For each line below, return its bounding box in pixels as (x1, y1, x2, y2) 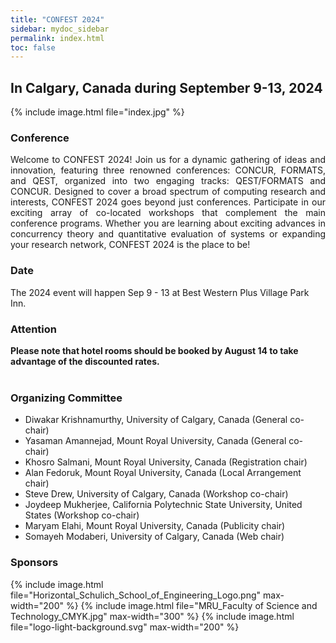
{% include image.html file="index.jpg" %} (10, 106, 185, 118)
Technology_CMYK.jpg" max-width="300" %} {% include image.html (10, 610, 295, 622)
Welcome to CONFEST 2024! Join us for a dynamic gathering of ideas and (10, 154, 326, 166)
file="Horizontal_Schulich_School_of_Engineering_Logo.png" (10, 589, 262, 601)
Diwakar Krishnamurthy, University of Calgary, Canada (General (24, 414, 288, 426)
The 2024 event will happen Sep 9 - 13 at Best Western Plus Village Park (10, 286, 310, 298)
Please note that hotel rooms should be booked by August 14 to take (10, 344, 299, 356)
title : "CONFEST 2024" (10, 14, 105, 25)
